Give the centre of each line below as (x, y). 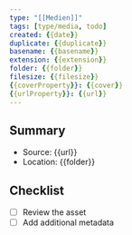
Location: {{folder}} (59, 162)
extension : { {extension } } (58, 60)
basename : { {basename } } (54, 52)
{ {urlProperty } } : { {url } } (58, 93)
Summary (38, 130)
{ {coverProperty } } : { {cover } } (66, 85)
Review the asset (54, 212)
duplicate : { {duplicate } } (58, 43)
